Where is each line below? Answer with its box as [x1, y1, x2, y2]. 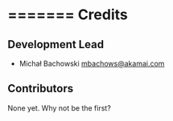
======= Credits [7, 6, 128, 24]
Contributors [7, 82, 74, 95]
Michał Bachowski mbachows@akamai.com [19, 58, 165, 68]
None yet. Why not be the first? [7, 103, 112, 113]
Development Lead [7, 38, 105, 51]
